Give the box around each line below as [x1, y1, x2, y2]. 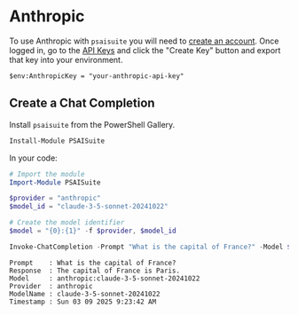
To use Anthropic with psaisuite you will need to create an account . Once [9, 35, 279, 46]
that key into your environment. [9, 54, 123, 65]
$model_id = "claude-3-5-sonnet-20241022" [9, 202, 169, 211]
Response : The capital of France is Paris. [9, 266, 180, 275]
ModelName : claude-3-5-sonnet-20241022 [9, 289, 161, 298]
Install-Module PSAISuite [9, 136, 105, 146]
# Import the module [9, 169, 86, 178]
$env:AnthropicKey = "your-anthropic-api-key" [9, 71, 184, 81]
